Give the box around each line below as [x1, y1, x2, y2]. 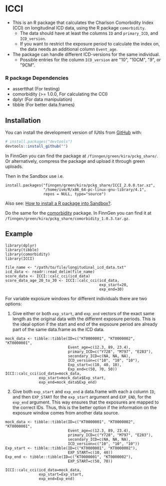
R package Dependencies [5, 74, 69, 81]
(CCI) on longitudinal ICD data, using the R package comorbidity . [12, 24, 146, 30]
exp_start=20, [99, 282, 128, 287]
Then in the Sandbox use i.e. [5, 173, 64, 179]
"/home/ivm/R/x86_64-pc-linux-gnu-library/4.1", [43, 187, 146, 192]
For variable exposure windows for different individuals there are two [5, 295, 147, 301]
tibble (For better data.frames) [12, 102, 75, 108]
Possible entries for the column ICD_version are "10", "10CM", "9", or [19, 56, 161, 62]
